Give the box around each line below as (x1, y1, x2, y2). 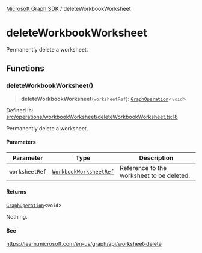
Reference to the (119, 163, 167, 172)
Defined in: (6, 106, 34, 114)
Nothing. (6, 213, 28, 221)
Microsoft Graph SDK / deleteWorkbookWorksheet (6, 5, 131, 12)
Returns (6, 188, 27, 195)
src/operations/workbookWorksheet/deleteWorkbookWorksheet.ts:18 (6, 113, 179, 120)
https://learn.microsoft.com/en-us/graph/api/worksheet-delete (6, 240, 162, 248)
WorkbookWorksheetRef (52, 168, 114, 175)
